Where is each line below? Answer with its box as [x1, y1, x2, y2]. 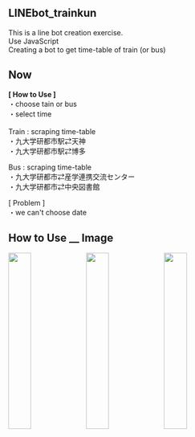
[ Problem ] [8, 198, 46, 207]
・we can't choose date [8, 207, 87, 217]
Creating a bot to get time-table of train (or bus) [8, 44, 166, 55]
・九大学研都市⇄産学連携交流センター [8, 172, 135, 182]
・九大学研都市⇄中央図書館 [8, 182, 100, 191]
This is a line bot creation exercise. [8, 27, 124, 37]
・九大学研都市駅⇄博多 [8, 146, 86, 156]
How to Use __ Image [8, 231, 114, 245]
